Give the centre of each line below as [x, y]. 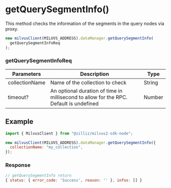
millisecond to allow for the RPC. [89, 97]
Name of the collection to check [88, 83]
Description [95, 74]
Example [19, 122]
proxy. [12, 29]
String [151, 83]
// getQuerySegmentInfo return [38, 176]
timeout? [18, 97]
